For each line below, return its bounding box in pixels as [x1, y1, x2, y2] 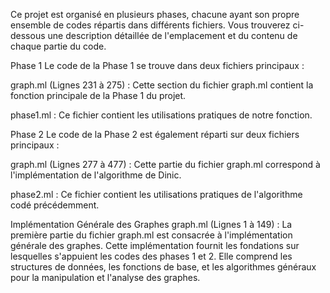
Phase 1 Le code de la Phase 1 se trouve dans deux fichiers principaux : [10, 60, 305, 71]
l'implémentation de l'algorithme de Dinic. [10, 169, 182, 181]
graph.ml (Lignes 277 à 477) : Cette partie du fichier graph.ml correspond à [10, 159, 321, 170]
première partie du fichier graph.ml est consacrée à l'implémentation [10, 229, 293, 241]
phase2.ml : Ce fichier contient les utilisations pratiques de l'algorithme [10, 189, 303, 200]
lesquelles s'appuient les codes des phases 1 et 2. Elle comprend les [10, 250, 293, 262]
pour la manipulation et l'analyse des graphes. [10, 272, 201, 283]
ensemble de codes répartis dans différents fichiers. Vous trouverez [10, 19, 291, 31]
